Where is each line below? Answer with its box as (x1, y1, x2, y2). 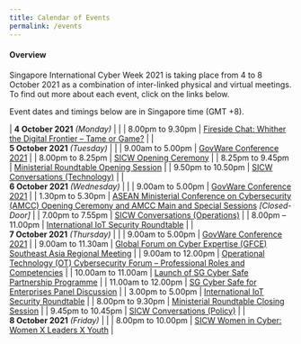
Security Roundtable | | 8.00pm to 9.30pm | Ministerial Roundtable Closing (9, 295, 285, 306)
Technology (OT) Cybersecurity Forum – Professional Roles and (9, 258, 245, 268)
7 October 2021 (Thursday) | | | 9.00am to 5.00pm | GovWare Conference (9, 229, 283, 240)
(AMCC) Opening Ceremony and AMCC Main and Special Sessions (9, 200, 258, 211)
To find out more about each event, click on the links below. (9, 88, 230, 99)
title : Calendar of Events (9, 13, 111, 23)
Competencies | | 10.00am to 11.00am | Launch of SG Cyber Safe (9, 267, 249, 277)
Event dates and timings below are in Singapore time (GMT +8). (9, 105, 244, 117)
